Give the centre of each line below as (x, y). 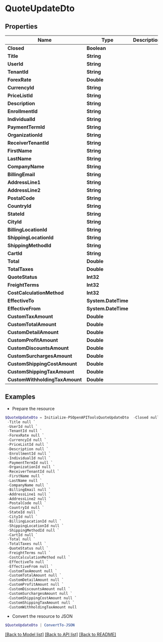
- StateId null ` (24, 512)
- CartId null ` (22, 535)
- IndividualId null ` (29, 458)
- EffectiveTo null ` (28, 562)
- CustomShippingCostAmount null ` (42, 598)
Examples (20, 397)
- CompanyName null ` (28, 485)
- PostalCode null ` (27, 503)
